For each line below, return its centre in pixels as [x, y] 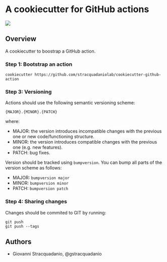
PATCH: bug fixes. [31, 153]
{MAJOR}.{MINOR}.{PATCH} [31, 112]
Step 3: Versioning [29, 92]
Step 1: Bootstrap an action [39, 64]
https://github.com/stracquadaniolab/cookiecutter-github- [98, 75]
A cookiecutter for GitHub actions [77, 9]
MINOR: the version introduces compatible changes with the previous [85, 142]
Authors [18, 242]
